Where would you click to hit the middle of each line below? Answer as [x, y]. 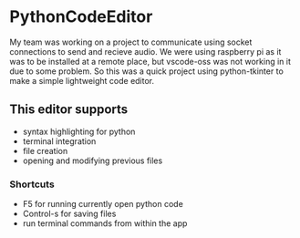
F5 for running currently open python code [103, 204]
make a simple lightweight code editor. [82, 80]
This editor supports [69, 110]
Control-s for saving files [69, 214]
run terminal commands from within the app [105, 223]
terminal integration [59, 141]
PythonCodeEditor [81, 17]
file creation [45, 150]
